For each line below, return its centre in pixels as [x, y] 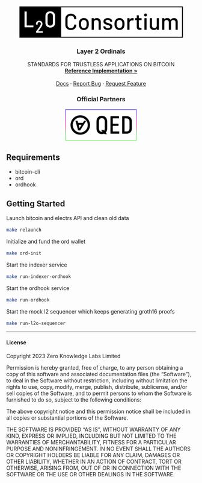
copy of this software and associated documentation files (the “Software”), [99, 374]
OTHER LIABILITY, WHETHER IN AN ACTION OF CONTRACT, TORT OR [94, 461]
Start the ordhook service [38, 288]
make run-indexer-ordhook [38, 276]
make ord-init [24, 253]
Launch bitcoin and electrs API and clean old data [68, 218]
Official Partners [101, 99]
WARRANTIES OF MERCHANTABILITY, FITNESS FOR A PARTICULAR [91, 442]
